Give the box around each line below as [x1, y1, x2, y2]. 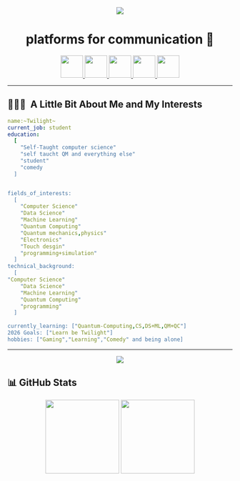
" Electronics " [20, 236, 62, 243]
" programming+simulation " [20, 249, 98, 257]
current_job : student [7, 124, 72, 132]
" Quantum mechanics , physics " [20, 229, 107, 237]
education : [7, 131, 40, 138]
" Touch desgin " [20, 243, 66, 250]
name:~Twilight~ [7, 117, 56, 124]
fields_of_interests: [7, 189, 72, 197]
